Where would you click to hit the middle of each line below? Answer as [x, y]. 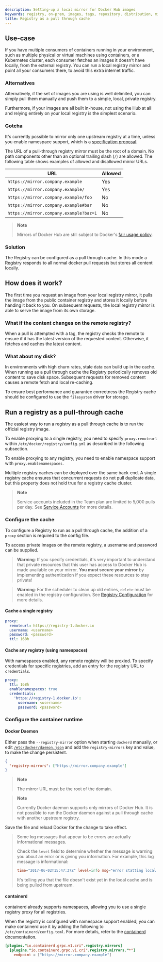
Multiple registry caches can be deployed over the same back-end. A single [81, 473]
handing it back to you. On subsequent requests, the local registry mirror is [80, 305]
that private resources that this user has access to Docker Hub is [82, 564]
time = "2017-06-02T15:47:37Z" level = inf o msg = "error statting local [87, 871]
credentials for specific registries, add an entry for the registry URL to [74, 666]
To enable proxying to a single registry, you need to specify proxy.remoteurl [81, 439]
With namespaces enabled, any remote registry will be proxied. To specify [79, 661]
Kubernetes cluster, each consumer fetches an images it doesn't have [75, 60]
